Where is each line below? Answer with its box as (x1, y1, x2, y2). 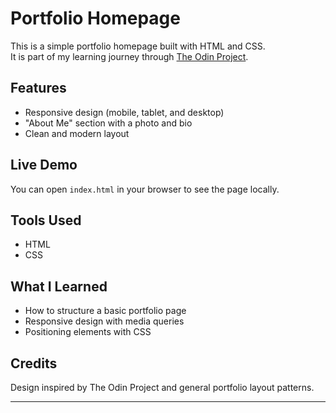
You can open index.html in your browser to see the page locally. (10, 183, 280, 195)
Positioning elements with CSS (24, 326, 152, 338)
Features (10, 80, 67, 97)
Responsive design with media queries (24, 315, 185, 327)
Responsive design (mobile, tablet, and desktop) (24, 106, 225, 118)
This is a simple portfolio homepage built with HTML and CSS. (10, 40, 266, 52)
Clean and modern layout (24, 127, 130, 139)
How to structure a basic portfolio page (24, 305, 187, 317)
